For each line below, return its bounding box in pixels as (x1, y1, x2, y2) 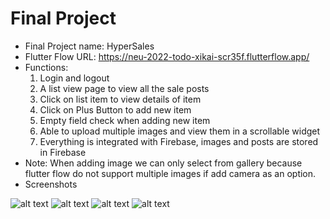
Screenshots (24, 178, 78, 190)
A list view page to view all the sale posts (39, 82, 210, 94)
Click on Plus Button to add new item (39, 103, 192, 116)
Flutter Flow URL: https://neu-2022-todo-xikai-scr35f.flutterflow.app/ (24, 50, 310, 62)
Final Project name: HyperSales (24, 40, 155, 52)
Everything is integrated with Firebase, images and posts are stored (39, 135, 319, 147)
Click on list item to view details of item (39, 93, 202, 105)
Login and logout (39, 72, 110, 84)
